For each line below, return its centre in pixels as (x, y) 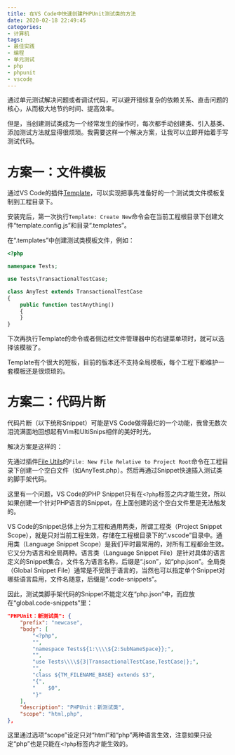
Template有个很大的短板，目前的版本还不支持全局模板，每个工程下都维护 (113, 362)
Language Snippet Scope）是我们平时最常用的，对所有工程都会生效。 (127, 544)
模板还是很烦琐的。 (41, 371)
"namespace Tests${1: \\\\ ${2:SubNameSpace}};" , (103, 649)
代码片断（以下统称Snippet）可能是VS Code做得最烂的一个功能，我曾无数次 (117, 423)
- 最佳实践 (21, 46)
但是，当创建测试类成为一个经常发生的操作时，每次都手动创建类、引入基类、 (118, 124)
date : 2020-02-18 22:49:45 (47, 20)
